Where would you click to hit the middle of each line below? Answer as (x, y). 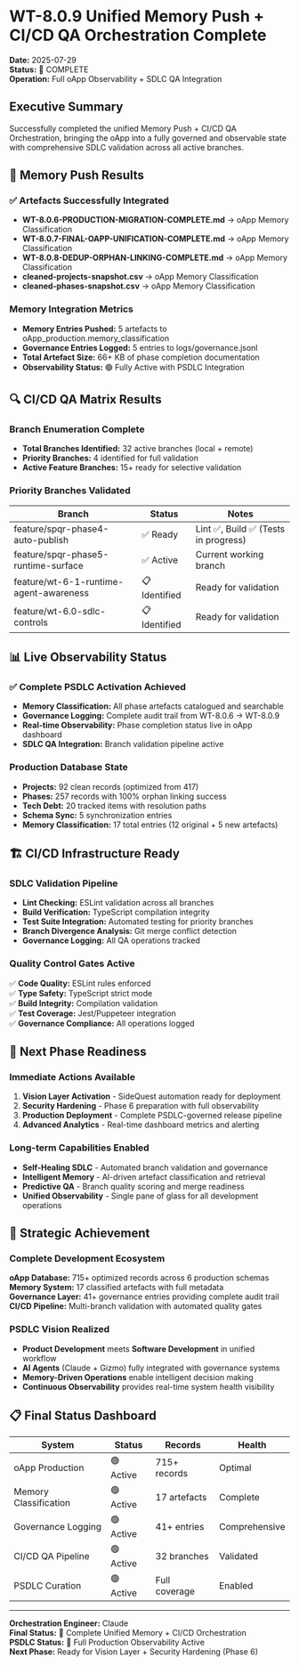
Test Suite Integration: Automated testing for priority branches (137, 922)
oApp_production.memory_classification (96, 338)
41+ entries (180, 1526)
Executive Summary (66, 107)
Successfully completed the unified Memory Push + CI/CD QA (123, 128)
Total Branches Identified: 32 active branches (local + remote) (137, 449)
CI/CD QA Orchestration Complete (138, 35)
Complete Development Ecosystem (87, 1258)
